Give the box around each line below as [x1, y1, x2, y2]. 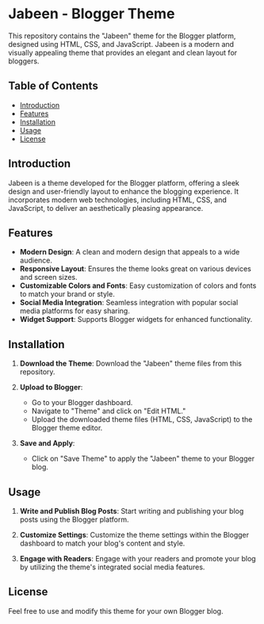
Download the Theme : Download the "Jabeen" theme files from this [19, 358, 242, 369]
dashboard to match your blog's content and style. [19, 538, 186, 548]
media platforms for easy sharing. [19, 306, 131, 316]
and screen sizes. [19, 273, 78, 282]
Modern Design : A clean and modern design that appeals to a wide [19, 247, 240, 257]
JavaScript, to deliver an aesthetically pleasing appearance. [8, 203, 204, 212]
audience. [19, 255, 53, 266]
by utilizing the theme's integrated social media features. [19, 562, 205, 572]
